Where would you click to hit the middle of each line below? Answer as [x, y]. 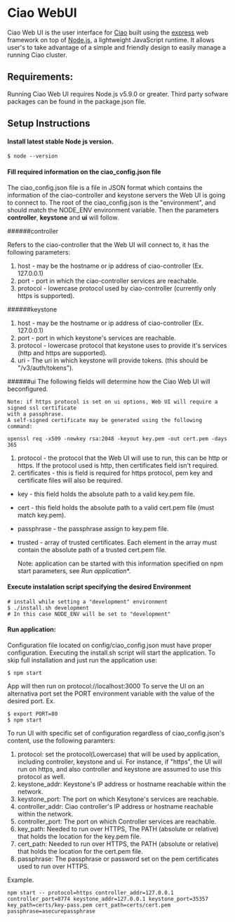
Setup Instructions [49, 123]
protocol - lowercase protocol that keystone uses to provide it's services [122, 345]
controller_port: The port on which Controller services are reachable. [117, 821]
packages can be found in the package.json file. [77, 101]
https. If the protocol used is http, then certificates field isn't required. [118, 465]
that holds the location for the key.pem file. [79, 836]
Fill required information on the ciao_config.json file [84, 172]
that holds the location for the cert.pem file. [80, 851]
